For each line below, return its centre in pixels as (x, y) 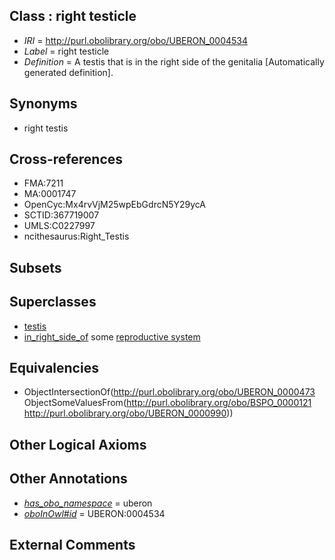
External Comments (72, 545)
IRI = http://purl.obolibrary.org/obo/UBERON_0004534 (135, 40)
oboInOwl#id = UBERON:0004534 (94, 513)
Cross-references (66, 159)
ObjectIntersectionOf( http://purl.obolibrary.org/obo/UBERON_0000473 (169, 392)
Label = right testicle (66, 51)
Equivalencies (54, 368)
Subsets (35, 267)
